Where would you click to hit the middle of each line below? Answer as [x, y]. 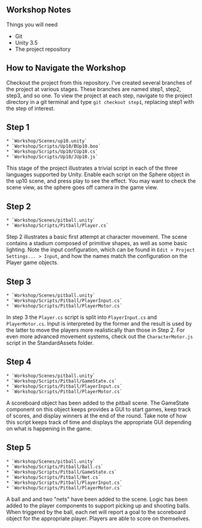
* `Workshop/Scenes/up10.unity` [47, 141]
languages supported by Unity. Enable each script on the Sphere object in [98, 175]
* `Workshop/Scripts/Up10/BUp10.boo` [54, 146]
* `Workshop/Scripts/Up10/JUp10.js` [52, 157]
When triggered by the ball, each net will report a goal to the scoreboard [96, 512]
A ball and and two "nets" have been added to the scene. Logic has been [97, 499]
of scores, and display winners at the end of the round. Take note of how [96, 416]
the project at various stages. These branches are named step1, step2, [94, 89]
